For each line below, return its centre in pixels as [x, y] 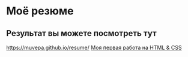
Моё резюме [40, 11]
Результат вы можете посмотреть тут [82, 33]
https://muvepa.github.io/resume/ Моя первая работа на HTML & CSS [94, 47]
